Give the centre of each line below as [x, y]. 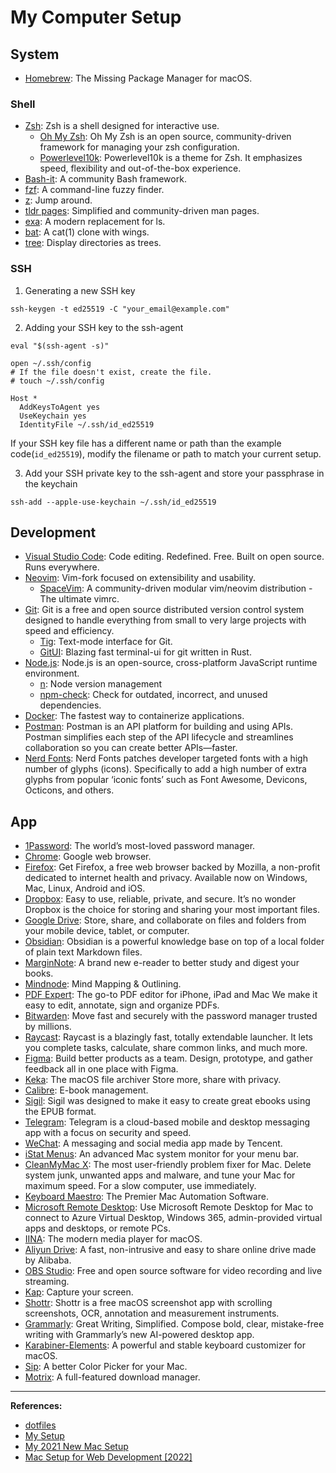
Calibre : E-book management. [86, 1090]
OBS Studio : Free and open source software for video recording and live [173, 1271]
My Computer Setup [96, 17]
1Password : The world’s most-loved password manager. [140, 846]
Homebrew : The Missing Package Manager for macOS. [138, 78]
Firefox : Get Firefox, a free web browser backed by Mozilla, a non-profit [172, 867]
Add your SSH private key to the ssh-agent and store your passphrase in [174, 473]
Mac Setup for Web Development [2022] [108, 1457]
